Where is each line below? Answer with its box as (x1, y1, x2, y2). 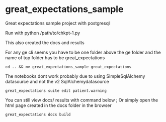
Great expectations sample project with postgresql (5, 20, 110, 26)
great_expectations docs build (5, 112, 71, 117)
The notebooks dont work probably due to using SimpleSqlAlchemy (5, 73, 145, 79)
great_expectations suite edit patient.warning (5, 88, 107, 93)
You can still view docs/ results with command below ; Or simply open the (5, 97, 158, 103)
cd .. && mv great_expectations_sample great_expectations (5, 64, 132, 69)
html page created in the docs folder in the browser (5, 102, 112, 108)
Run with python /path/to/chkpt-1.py (5, 30, 80, 36)
